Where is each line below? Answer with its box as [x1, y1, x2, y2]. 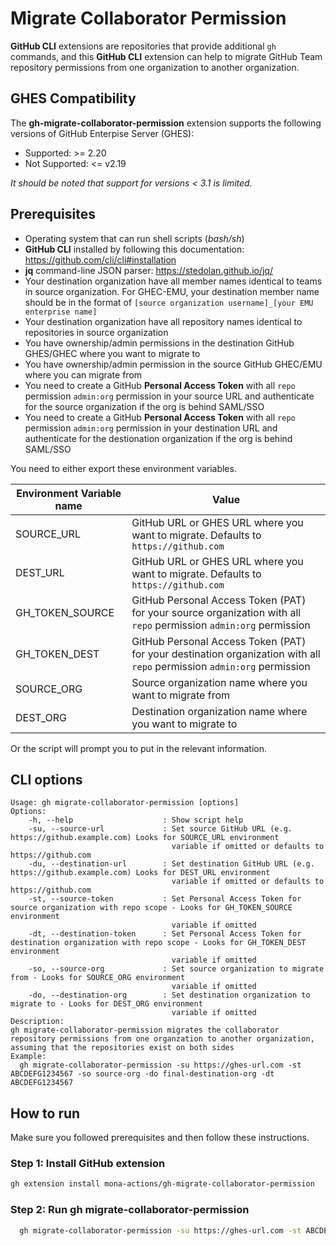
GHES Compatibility [10, 90, 137, 107]
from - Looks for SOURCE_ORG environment [10, 973, 186, 983]
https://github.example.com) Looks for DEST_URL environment [10, 868, 271, 878]
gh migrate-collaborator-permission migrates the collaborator [10, 1025, 280, 1036]
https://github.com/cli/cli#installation [24, 253, 177, 266]
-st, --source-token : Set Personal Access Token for [28, 894, 302, 904]
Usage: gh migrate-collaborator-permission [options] [10, 798, 240, 808]
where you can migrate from [24, 368, 143, 381]
